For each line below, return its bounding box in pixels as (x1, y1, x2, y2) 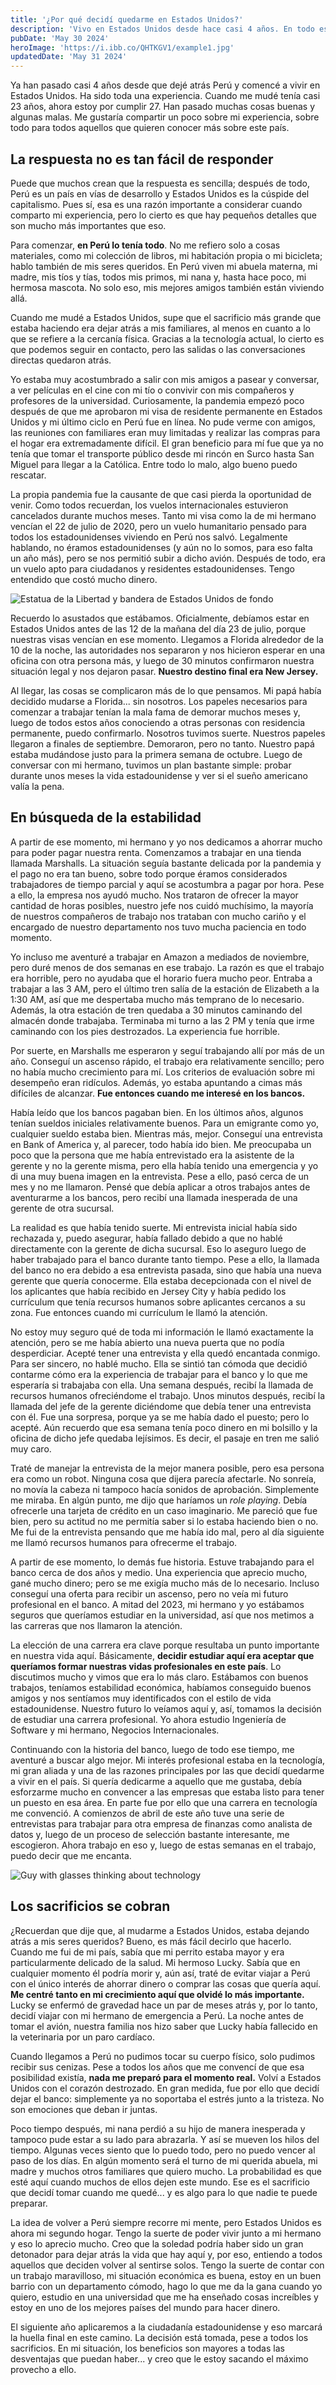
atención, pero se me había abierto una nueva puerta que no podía (10, 1336, 285, 1348)
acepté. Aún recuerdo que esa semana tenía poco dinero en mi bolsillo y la (10, 1421, 318, 1433)
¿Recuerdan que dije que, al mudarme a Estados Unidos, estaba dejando (10, 1924, 310, 1936)
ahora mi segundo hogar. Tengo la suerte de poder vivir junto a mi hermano (10, 2227, 322, 2239)
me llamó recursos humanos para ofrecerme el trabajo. (10, 1536, 238, 1548)
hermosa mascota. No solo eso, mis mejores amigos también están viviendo (10, 281, 325, 293)
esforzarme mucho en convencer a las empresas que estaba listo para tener (10, 1786, 325, 1798)
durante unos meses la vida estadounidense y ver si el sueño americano (10, 769, 308, 781)
